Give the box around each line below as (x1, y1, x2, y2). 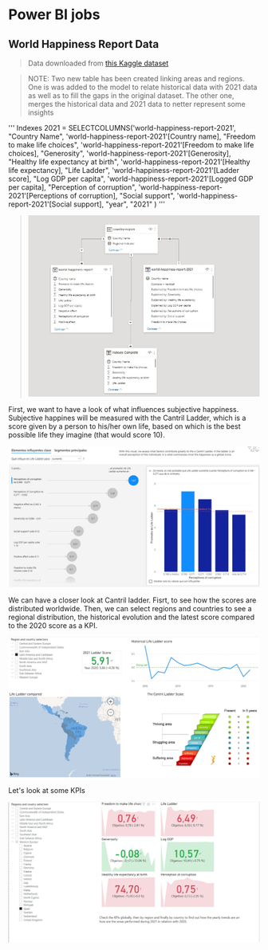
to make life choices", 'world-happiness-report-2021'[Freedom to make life (8, 140, 254, 149)
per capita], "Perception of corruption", (8, 183, 137, 192)
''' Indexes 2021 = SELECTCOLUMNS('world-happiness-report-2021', (8, 124, 237, 132)
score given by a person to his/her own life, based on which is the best (8, 421, 241, 431)
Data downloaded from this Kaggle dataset (27, 58, 169, 68)
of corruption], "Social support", (69, 191, 175, 200)
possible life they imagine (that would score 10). (8, 430, 165, 439)
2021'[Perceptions (8, 191, 69, 200)
